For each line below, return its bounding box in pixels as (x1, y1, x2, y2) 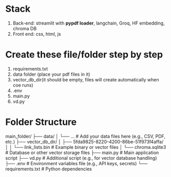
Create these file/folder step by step (5, 49, 163, 60)
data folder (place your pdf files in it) (12, 71, 91, 77)
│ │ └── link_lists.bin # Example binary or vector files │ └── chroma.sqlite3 (5, 144, 166, 150)
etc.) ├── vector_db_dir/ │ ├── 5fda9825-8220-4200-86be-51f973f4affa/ (5, 139, 164, 145)
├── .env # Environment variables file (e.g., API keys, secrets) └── (5, 160, 148, 166)
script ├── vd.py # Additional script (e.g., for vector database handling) (5, 154, 158, 161)
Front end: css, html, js (12, 31, 61, 37)
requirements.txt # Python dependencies (5, 166, 92, 172)
